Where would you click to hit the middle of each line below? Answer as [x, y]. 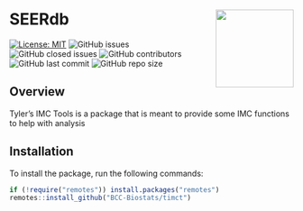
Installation [41, 152]
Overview [37, 92]
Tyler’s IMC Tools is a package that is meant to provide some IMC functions [150, 114]
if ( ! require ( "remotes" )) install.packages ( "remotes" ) [115, 189]
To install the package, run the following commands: [106, 173]
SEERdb [39, 19]
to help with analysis [47, 123]
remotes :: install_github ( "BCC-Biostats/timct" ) [101, 198]
